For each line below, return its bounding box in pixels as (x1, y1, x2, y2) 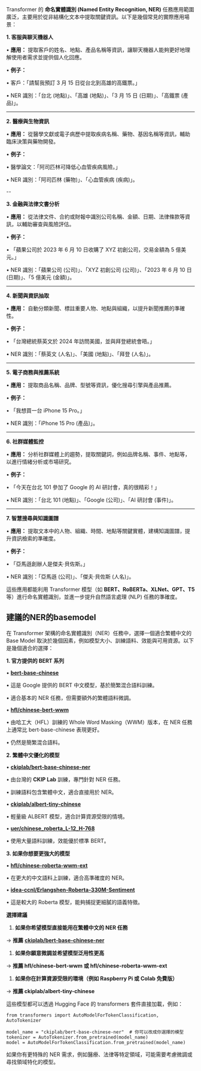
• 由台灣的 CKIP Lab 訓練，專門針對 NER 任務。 (6, 775, 124, 783)
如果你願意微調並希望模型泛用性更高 (14, 949, 105, 957)
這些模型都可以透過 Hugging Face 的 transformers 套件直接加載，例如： (6, 1000, 184, 1008)
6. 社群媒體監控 (6, 438, 44, 445)
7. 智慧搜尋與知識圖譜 (6, 515, 59, 521)
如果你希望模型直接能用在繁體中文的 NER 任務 (14, 924, 128, 931)
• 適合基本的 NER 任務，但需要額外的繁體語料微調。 (6, 694, 135, 701)
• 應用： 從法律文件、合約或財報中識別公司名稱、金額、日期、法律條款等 (6, 213, 185, 220)
